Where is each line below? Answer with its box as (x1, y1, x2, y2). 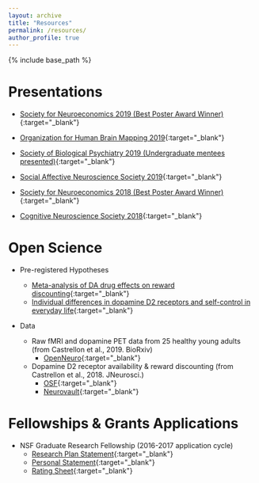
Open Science (8, 239, 103, 257)
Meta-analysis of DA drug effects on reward (31, 280, 176, 290)
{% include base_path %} (8, 55, 92, 65)
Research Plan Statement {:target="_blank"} (31, 449, 173, 459)
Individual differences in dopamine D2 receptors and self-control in (31, 298, 251, 307)
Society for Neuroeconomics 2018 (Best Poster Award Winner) (19, 188, 224, 197)
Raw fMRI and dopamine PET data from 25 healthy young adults (31, 337, 242, 346)
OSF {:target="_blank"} (43, 378, 117, 388)
